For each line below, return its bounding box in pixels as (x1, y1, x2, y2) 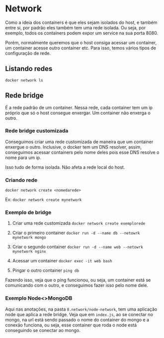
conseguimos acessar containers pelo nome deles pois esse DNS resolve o (5, 149, 160, 155)
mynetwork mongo (12, 235, 46, 240)
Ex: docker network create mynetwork (5, 197, 82, 203)
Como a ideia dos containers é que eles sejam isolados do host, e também (5, 19, 158, 25)
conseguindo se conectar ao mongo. (5, 327, 81, 333)
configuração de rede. (5, 50, 51, 56)
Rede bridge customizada (5, 127, 69, 134)
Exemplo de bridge (5, 209, 52, 216)
